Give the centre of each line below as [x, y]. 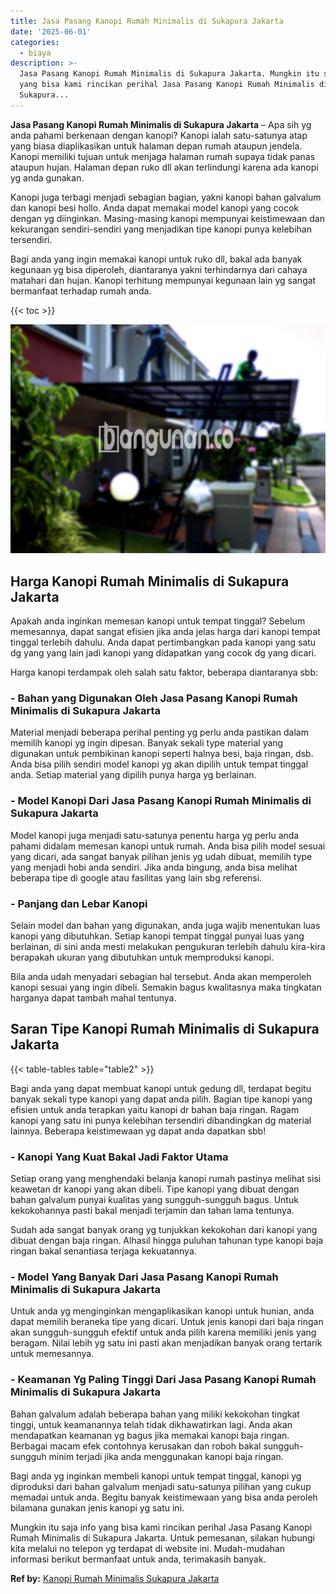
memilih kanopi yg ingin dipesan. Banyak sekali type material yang [147, 743]
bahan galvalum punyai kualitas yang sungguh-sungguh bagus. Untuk [154, 1200]
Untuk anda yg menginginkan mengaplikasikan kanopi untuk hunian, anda [162, 1311]
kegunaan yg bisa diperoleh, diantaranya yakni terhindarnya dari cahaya [159, 269]
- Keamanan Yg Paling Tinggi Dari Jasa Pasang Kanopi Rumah [163, 1380]
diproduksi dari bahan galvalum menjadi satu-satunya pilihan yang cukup [161, 1486]
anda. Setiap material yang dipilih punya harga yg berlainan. [133, 775]
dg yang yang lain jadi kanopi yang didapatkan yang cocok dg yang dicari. [163, 653]
